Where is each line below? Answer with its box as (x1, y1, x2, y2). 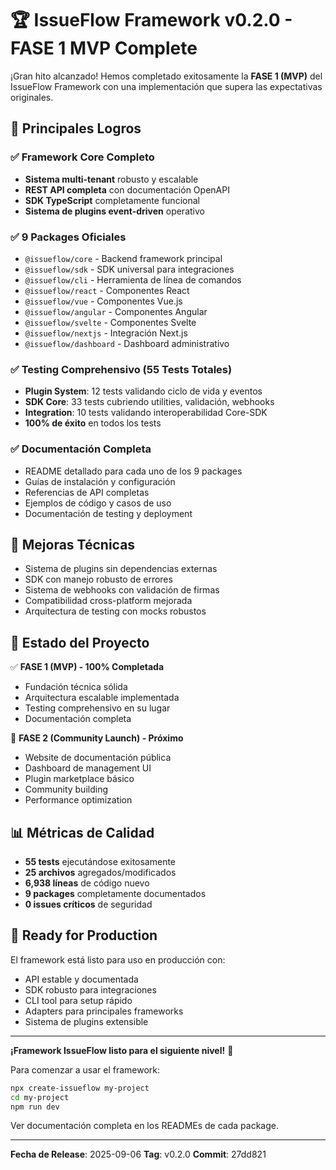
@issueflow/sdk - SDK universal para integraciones (24, 263, 235, 275)
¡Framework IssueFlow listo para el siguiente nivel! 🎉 (10, 1044, 234, 1056)
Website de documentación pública (24, 752, 172, 764)
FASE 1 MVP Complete (10, 37, 198, 60)
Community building (24, 783, 108, 796)
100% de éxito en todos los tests (24, 417, 162, 429)
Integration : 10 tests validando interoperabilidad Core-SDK (24, 407, 268, 419)
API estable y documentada (24, 973, 139, 985)
